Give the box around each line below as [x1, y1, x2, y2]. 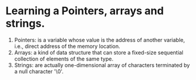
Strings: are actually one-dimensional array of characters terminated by [14, 61, 190, 69]
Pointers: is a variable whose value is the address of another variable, [14, 36, 185, 43]
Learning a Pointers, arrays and [5, 4, 164, 18]
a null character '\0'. [14, 68, 64, 75]
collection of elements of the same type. [14, 55, 114, 62]
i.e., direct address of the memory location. [14, 43, 120, 50]
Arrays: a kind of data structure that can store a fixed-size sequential [14, 49, 183, 56]
